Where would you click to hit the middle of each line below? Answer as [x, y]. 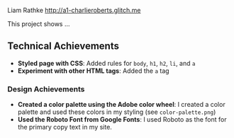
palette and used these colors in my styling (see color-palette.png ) [117, 112]
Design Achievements [46, 89]
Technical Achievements [63, 46]
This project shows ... [39, 24]
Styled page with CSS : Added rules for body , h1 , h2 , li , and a [106, 63]
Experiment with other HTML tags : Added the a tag [93, 71]
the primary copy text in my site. [65, 127]
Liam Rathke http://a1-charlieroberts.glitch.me [74, 10]
